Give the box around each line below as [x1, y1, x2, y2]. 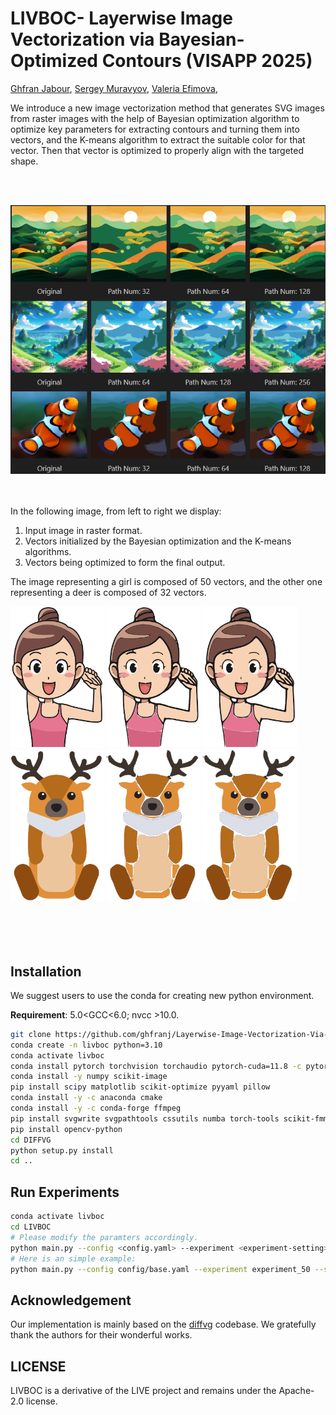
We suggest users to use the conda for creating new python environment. [10, 989, 315, 1001]
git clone [10, 1029, 52, 1039]
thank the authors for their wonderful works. [10, 1329, 193, 1341]
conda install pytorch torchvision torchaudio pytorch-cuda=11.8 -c [10, 1061, 302, 1071]
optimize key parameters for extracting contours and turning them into [10, 123, 300, 135]
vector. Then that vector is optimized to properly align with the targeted [10, 144, 304, 156]
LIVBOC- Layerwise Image [10, 7, 233, 30]
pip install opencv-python [10, 1124, 123, 1134]
